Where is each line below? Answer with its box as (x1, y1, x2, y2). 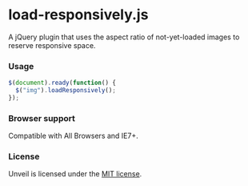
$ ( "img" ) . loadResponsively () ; (15, 87, 116, 95)
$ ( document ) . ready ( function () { (8, 79, 116, 87)
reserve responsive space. (8, 40, 96, 50)
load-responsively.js (8, 6, 149, 24)
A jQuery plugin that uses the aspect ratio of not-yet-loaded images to (8, 32, 240, 42)
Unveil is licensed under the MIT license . (8, 169, 142, 179)
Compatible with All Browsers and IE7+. (8, 131, 138, 141)
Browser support (8, 112, 76, 123)
